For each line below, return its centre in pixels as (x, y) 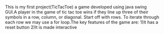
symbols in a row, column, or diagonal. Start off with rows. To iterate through (82, 17)
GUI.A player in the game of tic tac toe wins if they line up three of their (77, 12)
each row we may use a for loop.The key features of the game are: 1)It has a (82, 22)
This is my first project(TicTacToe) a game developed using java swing (76, 7)
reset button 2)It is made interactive (41, 27)
